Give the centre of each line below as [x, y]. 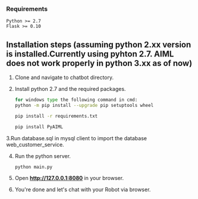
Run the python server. [43, 156]
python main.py [34, 167]
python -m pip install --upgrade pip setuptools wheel [84, 105]
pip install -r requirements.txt [56, 116]
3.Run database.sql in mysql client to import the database [77, 138]
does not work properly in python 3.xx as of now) [99, 63]
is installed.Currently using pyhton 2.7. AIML [90, 54]
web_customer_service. [35, 144]
